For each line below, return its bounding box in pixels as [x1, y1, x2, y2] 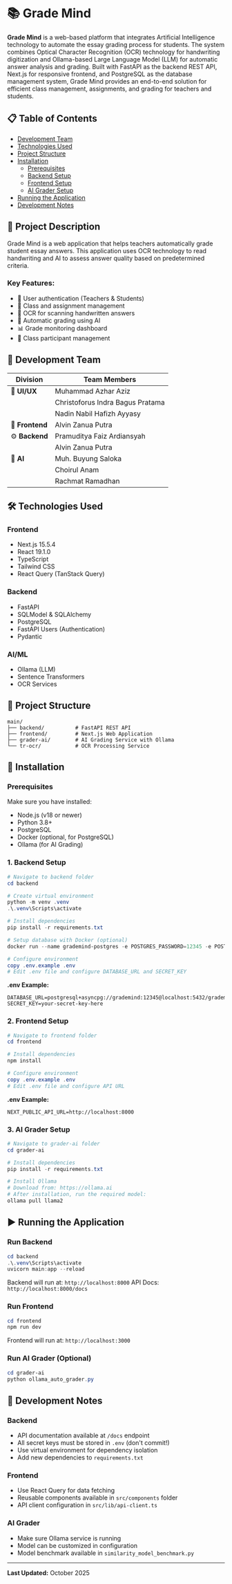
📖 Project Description [7, 221, 101, 232]
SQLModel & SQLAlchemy [17, 610, 92, 618]
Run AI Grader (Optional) [7, 1354, 92, 1363]
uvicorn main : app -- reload [7, 1266, 85, 1273]
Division [15, 374, 43, 384]
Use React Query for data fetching [17, 1486, 115, 1495]
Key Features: [7, 278, 55, 288]
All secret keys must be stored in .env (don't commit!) [17, 1439, 171, 1447]
